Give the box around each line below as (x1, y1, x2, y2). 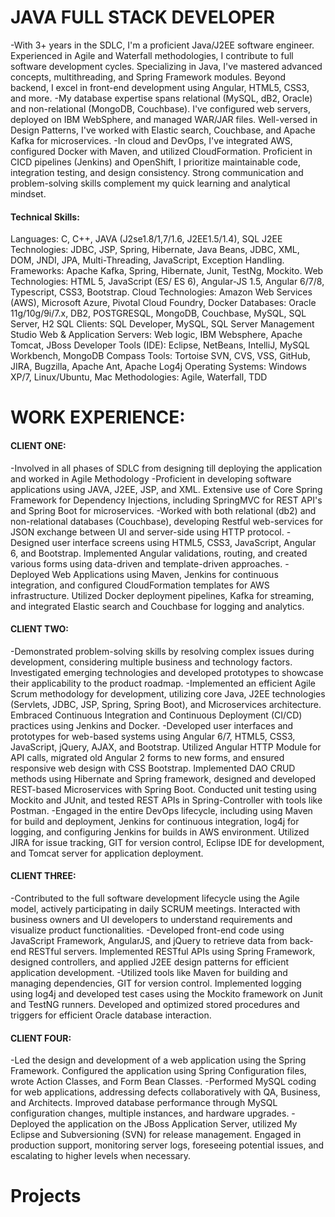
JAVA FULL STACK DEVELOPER (10, 6, 275, 29)
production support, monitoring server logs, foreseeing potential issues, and (10, 1139, 325, 1151)
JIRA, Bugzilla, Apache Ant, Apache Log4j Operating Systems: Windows (10, 361, 307, 373)
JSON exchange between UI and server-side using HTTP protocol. (10, 526, 285, 538)
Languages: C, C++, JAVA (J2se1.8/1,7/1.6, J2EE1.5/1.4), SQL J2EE (10, 233, 283, 245)
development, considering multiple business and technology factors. (10, 656, 293, 668)
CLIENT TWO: (10, 623, 70, 635)
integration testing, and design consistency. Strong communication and (10, 166, 304, 178)
